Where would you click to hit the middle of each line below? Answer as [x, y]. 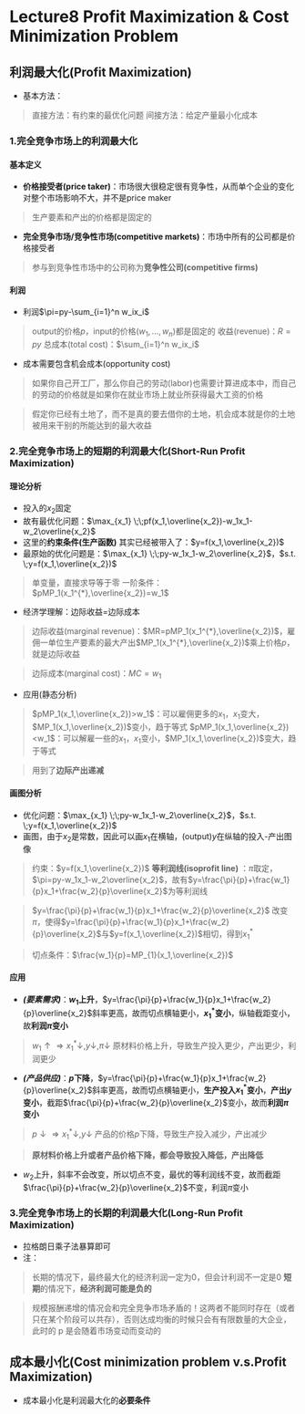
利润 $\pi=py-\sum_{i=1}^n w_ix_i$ [86, 312]
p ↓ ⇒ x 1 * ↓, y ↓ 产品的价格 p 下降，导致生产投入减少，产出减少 [149, 1134]
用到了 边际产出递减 [68, 770]
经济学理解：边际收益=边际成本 [81, 612]
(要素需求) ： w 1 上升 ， [62, 1001]
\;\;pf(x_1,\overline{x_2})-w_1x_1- [193, 521]
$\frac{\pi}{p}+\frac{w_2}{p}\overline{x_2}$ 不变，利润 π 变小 [135, 1187]
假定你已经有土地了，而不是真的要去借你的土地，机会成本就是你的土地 [163, 414]
